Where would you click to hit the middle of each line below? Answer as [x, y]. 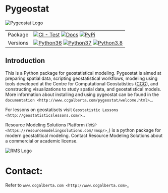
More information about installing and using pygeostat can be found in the [82, 94]
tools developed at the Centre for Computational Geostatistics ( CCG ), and [82, 83]
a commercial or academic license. [42, 141]
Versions [18, 42]
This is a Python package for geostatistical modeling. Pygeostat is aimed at [83, 73]
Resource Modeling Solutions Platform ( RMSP [51, 125]
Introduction [25, 61]
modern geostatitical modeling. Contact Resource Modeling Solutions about [84, 135]
